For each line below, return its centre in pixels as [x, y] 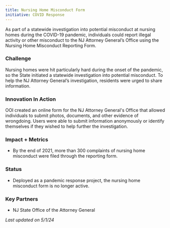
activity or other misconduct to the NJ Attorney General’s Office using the [82, 40]
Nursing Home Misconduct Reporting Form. [51, 45]
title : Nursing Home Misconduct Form [45, 10]
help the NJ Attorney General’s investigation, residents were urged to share [84, 80]
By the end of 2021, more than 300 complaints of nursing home [79, 151]
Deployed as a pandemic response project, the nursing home [76, 180]
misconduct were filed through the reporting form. [65, 156]
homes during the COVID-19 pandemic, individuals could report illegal [78, 35]
